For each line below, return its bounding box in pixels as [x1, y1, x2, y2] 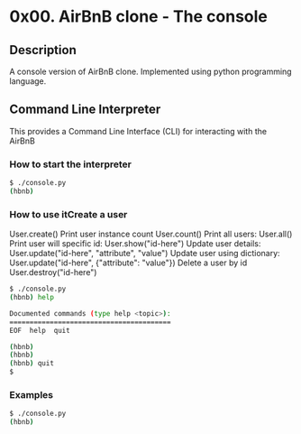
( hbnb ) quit [9, 359, 54, 368]
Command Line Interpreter [9, 102, 161, 117]
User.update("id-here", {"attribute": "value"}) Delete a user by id [9, 257, 248, 268]
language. [9, 76, 47, 87]
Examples [9, 388, 54, 401]
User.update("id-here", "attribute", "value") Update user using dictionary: [9, 248, 281, 259]
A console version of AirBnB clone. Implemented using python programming [9, 66, 292, 77]
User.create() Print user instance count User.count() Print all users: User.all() [9, 228, 293, 240]
